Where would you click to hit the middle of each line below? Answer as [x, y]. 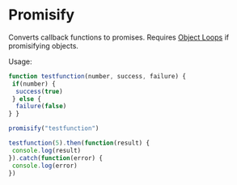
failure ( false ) [41, 107]
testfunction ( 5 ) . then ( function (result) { [79, 143]
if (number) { [34, 84]
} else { [27, 99]
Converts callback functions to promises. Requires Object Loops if [118, 37]
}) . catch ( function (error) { [56, 158]
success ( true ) [39, 91]
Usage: [20, 61]
